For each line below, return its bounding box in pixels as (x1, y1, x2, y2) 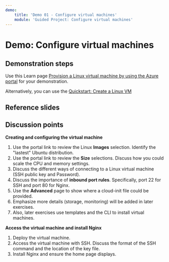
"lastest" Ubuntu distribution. (12, 149, 74, 156)
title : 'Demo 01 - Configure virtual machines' (14, 12, 117, 17)
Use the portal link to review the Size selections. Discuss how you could (12, 155, 164, 161)
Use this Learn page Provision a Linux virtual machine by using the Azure (5, 73, 159, 79)
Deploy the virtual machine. (12, 234, 70, 241)
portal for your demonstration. (5, 78, 69, 84)
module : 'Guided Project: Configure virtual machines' (14, 17, 133, 22)
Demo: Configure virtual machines (5, 39, 154, 51)
